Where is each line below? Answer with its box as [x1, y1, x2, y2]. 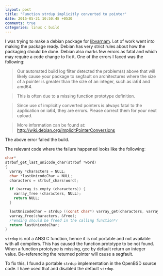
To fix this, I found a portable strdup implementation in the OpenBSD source [5, 261, 157, 266]
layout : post [5, 7, 32, 12]
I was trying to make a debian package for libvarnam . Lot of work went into [5, 38, 155, 44]
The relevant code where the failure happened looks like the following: [5, 146, 146, 152]
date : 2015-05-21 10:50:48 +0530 [5, 16, 73, 21]
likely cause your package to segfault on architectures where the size [16, 74, 156, 79]
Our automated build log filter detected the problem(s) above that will [16, 68, 156, 74]
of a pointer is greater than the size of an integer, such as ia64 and [16, 78, 150, 85]
